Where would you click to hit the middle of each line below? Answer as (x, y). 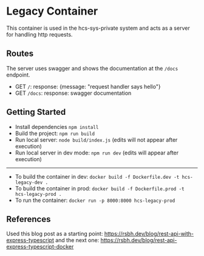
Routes (20, 54)
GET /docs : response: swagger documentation (73, 93)
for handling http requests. (39, 34)
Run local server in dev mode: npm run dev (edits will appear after (97, 153)
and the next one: (77, 240)
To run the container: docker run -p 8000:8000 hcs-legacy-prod (95, 200)
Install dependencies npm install (57, 126)
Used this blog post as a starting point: (55, 234)
